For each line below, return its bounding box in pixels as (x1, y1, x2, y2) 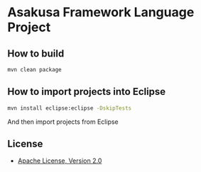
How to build (7, 47, 65, 59)
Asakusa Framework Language (7, 4, 195, 21)
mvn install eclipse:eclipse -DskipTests (7, 104, 132, 112)
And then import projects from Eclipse (7, 117, 119, 126)
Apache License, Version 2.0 (17, 156, 102, 165)
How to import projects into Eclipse (7, 86, 166, 98)
